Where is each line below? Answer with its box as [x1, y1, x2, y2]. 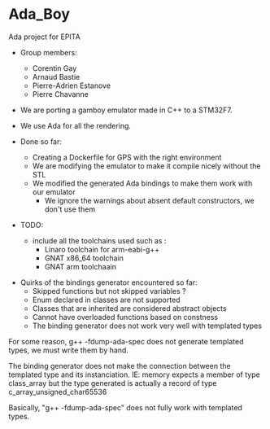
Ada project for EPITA [8, 32, 81, 42]
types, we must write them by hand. [8, 345, 128, 355]
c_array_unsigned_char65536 [8, 387, 107, 396]
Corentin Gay [32, 63, 77, 73]
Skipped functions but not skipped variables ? [32, 286, 186, 295]
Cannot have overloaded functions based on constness [32, 312, 218, 322]
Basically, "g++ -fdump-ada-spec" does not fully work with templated [8, 402, 242, 412]
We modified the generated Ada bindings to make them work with [32, 178, 253, 188]
